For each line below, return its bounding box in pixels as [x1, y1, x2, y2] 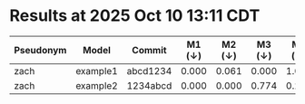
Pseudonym [14, 43, 67, 56]
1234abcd [126, 79, 172, 91]
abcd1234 [126, 64, 172, 77]
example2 [75, 79, 118, 91]
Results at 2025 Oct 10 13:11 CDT [9, 5, 261, 26]
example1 [75, 64, 118, 77]
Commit [131, 43, 167, 56]
